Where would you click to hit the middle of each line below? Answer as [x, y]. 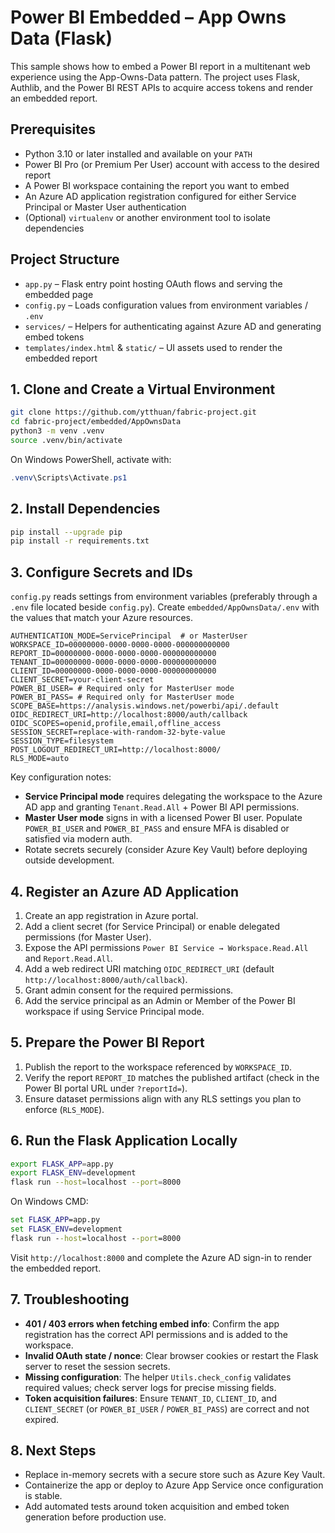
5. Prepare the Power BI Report [107, 1042]
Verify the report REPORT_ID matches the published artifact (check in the [172, 1077]
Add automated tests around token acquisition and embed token [157, 1507]
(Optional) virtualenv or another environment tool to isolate [147, 217]
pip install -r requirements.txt [80, 541]
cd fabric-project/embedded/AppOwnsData [96, 422]
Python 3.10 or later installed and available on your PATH [138, 153]
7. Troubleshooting [70, 1299]
